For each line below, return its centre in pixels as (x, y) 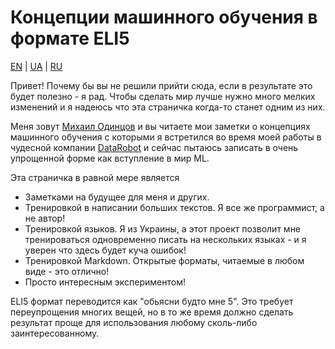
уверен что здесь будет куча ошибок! (105, 250)
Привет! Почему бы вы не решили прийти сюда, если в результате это (161, 85)
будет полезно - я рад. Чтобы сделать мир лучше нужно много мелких (163, 96)
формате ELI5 (70, 38)
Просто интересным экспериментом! (105, 282)
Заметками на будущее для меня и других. (117, 197)
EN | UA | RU (36, 66)
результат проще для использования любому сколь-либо (134, 322)
